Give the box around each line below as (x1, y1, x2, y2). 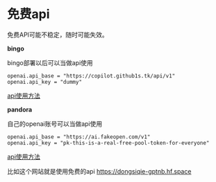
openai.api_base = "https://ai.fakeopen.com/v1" (7, 133, 151, 140)
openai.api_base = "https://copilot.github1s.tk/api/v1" (7, 72, 176, 80)
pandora (7, 105, 33, 113)
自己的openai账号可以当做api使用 (7, 119, 103, 128)
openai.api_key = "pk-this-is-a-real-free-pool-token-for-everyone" (7, 139, 210, 146)
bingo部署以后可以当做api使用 (7, 58, 94, 66)
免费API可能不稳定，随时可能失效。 (7, 30, 109, 39)
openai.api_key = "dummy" (7, 78, 82, 85)
